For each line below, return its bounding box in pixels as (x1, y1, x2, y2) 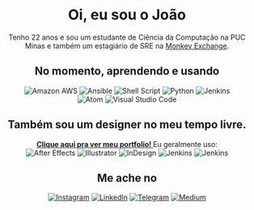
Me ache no (96, 171, 158, 185)
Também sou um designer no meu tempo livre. (7, 118, 247, 132)
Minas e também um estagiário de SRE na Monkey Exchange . (24, 40, 230, 50)
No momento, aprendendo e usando (34, 65, 220, 78)
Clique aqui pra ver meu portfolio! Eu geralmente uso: (36, 139, 218, 149)
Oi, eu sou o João (67, 6, 187, 24)
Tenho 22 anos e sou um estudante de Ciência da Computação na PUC (8, 32, 246, 42)
